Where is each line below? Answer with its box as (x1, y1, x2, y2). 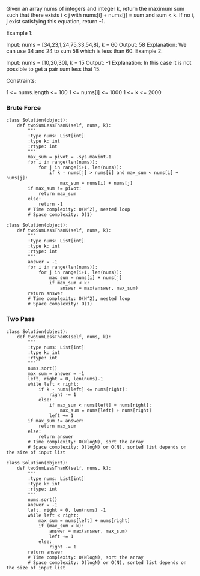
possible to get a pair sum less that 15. (6, 65, 101, 73)
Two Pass (6, 315, 35, 323)
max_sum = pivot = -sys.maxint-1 (28, 154, 112, 160)
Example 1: (6, 29, 33, 37)
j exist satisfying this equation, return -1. (6, 18, 105, 25)
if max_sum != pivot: (28, 185, 82, 191)
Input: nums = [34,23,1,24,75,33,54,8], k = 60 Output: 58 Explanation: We (6, 41, 187, 48)
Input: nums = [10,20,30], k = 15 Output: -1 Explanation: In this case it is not (6, 59, 192, 66)
